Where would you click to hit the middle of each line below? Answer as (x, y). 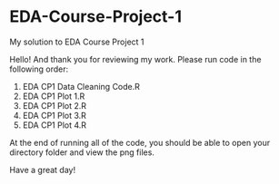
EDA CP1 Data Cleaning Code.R (81, 86)
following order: (39, 69)
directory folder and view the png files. (82, 152)
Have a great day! (42, 169)
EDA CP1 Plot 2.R (55, 105)
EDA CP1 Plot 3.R (54, 115)
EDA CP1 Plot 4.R (55, 125)
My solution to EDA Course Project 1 (77, 42)
